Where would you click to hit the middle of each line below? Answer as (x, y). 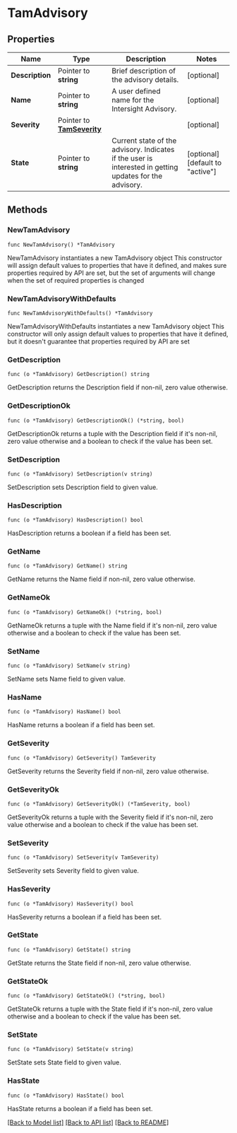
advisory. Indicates (143, 149)
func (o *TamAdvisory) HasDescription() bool (75, 520)
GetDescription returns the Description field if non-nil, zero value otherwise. (117, 387)
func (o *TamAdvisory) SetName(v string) (69, 666)
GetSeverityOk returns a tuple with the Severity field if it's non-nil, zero (110, 817)
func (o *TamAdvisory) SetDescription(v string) (80, 474)
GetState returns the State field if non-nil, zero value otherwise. (99, 963)
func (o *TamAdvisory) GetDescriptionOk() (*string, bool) (96, 421)
